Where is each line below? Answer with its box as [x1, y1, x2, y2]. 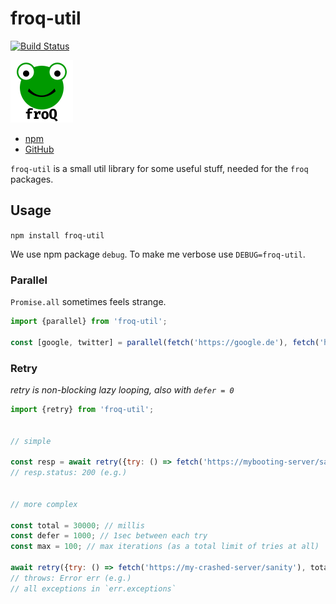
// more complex [10, 499, 78, 509]
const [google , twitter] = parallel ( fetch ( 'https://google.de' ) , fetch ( [10, 337, 320, 347]
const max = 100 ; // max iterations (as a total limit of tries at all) [10, 542, 320, 552]
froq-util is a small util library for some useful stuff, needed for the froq [10, 162, 309, 174]
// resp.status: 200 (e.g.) [10, 468, 128, 478]
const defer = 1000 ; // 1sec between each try [10, 531, 208, 541]
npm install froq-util [10, 230, 105, 241]
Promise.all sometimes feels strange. [10, 296, 167, 308]
